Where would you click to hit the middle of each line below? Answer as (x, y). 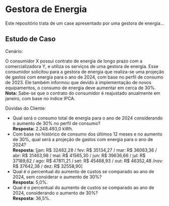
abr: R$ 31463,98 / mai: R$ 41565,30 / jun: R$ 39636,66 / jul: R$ (79, 155)
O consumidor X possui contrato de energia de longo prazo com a (74, 61)
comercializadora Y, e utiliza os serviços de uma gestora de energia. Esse (82, 66)
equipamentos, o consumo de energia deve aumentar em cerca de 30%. (81, 88)
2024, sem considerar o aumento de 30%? (57, 177)
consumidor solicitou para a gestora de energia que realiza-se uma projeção (85, 72)
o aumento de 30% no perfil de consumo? (57, 123)
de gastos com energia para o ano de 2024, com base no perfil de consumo (84, 77)
